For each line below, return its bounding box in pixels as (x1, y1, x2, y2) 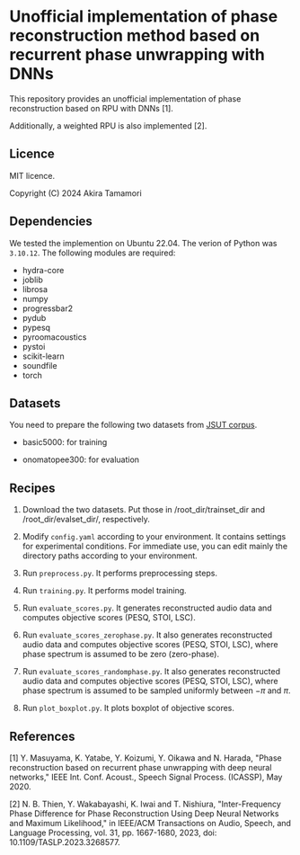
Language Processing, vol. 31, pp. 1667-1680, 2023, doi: (9, 827, 217, 838)
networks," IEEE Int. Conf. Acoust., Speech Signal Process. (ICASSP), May (9, 771, 283, 782)
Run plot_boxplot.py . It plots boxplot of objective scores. (22, 703, 235, 714)
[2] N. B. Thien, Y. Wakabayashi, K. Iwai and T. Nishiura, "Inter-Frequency (9, 798, 281, 809)
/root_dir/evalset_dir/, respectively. (22, 514, 150, 525)
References (9, 728, 75, 744)
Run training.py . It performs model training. (22, 585, 187, 596)
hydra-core (22, 264, 65, 275)
